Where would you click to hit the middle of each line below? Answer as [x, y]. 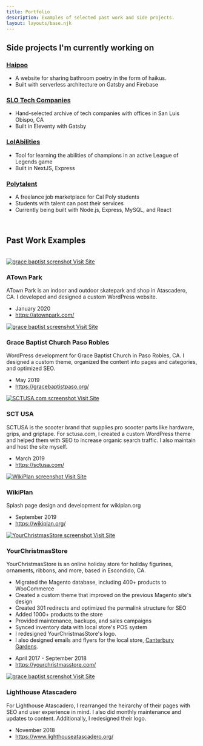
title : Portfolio [28, 12]
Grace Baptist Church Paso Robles [58, 342]
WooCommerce [35, 589]
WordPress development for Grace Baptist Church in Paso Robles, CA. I [95, 355]
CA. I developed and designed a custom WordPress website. [82, 297]
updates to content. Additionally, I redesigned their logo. [76, 718]
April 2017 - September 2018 [51, 658]
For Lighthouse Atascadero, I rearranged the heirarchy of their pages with [98, 705]
